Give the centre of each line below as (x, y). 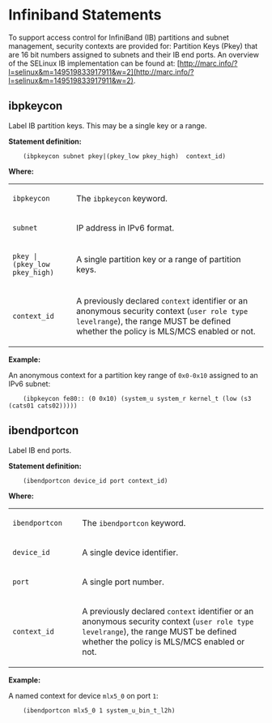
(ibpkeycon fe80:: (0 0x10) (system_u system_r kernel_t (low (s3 (137, 398)
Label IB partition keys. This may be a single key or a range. (108, 125)
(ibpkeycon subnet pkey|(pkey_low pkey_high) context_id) (125, 156)
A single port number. (123, 582)
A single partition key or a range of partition (159, 259)
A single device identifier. (130, 552)
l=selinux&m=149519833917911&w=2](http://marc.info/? (101, 71)
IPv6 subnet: (30, 384)
